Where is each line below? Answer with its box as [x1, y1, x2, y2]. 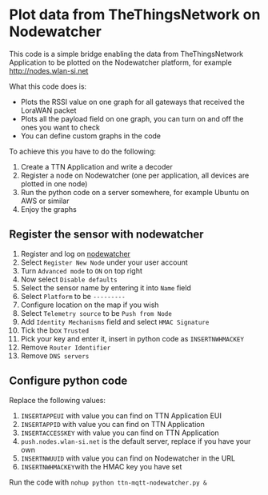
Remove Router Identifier [20, 342, 111, 352]
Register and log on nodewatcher [20, 249, 131, 258]
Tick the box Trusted [20, 325, 90, 335]
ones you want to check [20, 122, 101, 132]
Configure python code [9, 374, 128, 388]
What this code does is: [9, 82, 87, 91]
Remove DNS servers [20, 350, 90, 361]
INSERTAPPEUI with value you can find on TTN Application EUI [20, 410, 222, 421]
